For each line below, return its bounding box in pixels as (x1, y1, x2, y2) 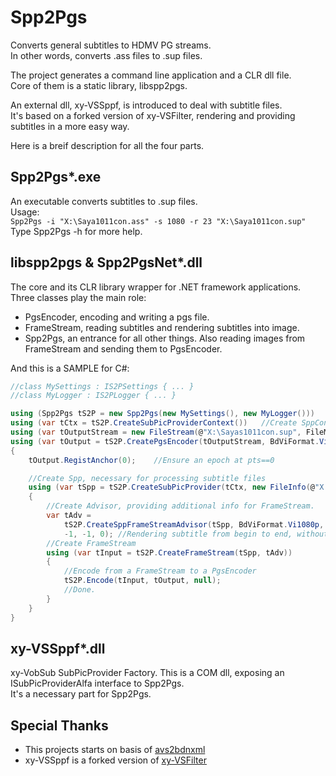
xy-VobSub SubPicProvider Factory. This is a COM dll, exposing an (10, 667, 285, 679)
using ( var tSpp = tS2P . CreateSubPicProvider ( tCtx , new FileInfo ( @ (28, 482, 315, 493)
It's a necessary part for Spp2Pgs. (10, 688, 152, 700)
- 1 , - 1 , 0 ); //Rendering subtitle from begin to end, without (63, 529, 329, 539)
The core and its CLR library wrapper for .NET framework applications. (10, 281, 302, 293)
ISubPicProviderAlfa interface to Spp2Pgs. (10, 677, 185, 690)
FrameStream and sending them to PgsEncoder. (24, 342, 223, 355)
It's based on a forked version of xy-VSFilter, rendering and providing (10, 109, 296, 121)
